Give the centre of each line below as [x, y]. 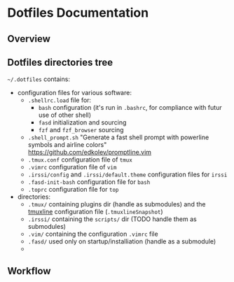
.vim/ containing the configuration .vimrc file [93, 234]
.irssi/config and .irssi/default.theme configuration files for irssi [128, 175]
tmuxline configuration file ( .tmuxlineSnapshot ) [95, 212]
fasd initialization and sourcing [82, 122]
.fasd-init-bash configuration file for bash [89, 182]
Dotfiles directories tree [60, 62]
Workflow [29, 271]
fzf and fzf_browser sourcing [81, 130]
